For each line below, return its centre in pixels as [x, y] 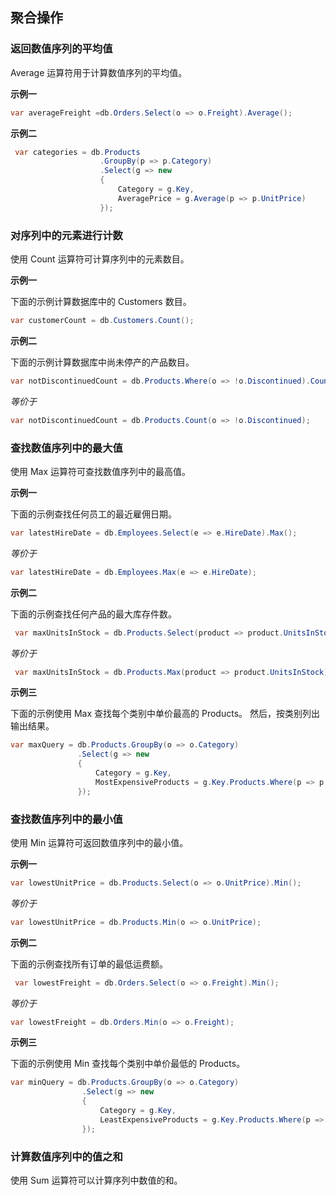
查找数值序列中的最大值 [66, 448]
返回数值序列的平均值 [61, 49]
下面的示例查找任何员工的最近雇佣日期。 [93, 514]
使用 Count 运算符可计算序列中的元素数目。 [100, 259]
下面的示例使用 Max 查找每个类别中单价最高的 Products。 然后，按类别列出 [165, 714]
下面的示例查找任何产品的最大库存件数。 [93, 614]
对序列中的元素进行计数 [66, 235]
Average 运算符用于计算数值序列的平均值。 [99, 72]
